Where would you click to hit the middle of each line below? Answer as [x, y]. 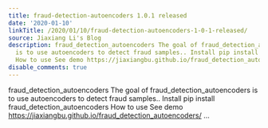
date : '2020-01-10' [41, 23]
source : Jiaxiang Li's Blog [55, 38]
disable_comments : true [48, 68]
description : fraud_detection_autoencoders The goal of [103, 45]
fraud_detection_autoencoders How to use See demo [96, 107]
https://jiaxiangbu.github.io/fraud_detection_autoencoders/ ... [109, 115]
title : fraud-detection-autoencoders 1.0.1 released [98, 16]
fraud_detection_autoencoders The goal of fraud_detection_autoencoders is [133, 90]
